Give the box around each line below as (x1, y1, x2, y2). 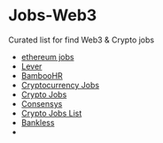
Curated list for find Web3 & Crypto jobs (8, 34, 155, 45)
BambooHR (20, 70, 63, 80)
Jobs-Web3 (8, 5, 97, 26)
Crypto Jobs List (20, 108, 82, 118)
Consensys (20, 98, 63, 109)
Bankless (20, 117, 55, 128)
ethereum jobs (20, 51, 74, 62)
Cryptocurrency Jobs (20, 79, 99, 90)
